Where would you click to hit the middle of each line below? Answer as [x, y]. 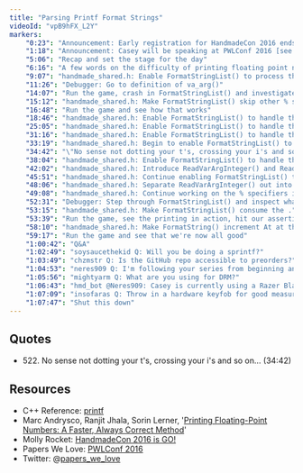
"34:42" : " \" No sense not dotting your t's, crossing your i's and [155, 151]
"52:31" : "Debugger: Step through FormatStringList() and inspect [153, 202]
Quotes [31, 339]
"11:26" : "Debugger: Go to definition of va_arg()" [124, 85]
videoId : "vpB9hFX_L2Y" [54, 26]
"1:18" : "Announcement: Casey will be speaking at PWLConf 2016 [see [159, 51]
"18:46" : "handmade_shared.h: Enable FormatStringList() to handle [155, 118]
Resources [40, 389]
